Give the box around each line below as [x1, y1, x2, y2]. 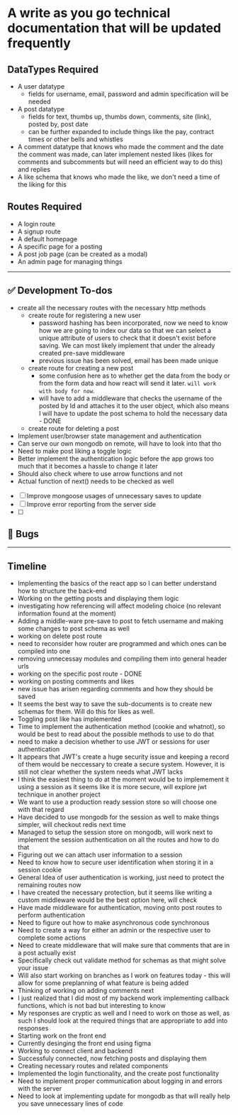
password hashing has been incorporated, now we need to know [38, 318, 228, 327]
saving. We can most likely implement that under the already [38, 341, 215, 349]
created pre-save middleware [38, 348, 125, 357]
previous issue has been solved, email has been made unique [38, 356, 219, 365]
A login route [17, 219, 55, 228]
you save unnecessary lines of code [17, 1099, 124, 1108]
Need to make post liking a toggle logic [17, 446, 132, 455]
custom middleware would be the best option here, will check [17, 896, 197, 904]
